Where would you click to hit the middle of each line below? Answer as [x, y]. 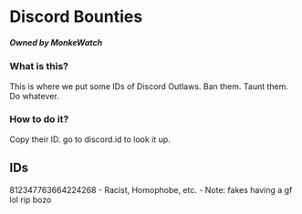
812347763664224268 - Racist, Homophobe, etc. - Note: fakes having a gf [151, 189]
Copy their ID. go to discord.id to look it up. [90, 139]
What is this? [39, 66]
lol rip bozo [31, 199]
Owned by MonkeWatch [56, 42]
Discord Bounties [76, 17]
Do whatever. [34, 96]
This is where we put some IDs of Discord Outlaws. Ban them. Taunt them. [149, 86]
